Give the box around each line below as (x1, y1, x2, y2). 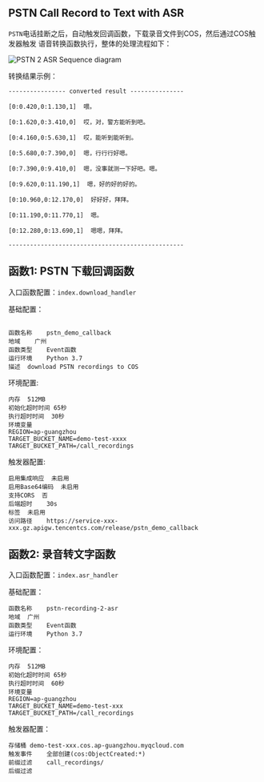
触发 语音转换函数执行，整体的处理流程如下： (22, 38, 172, 48)
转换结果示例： (8, 71, 58, 81)
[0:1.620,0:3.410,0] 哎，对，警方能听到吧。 (8, 118, 150, 126)
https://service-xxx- (46, 516, 118, 525)
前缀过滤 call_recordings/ (8, 759, 104, 767)
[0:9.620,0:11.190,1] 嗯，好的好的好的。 (8, 180, 142, 188)
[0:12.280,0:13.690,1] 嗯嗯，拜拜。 (8, 227, 126, 235)
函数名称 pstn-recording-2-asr (8, 604, 118, 613)
